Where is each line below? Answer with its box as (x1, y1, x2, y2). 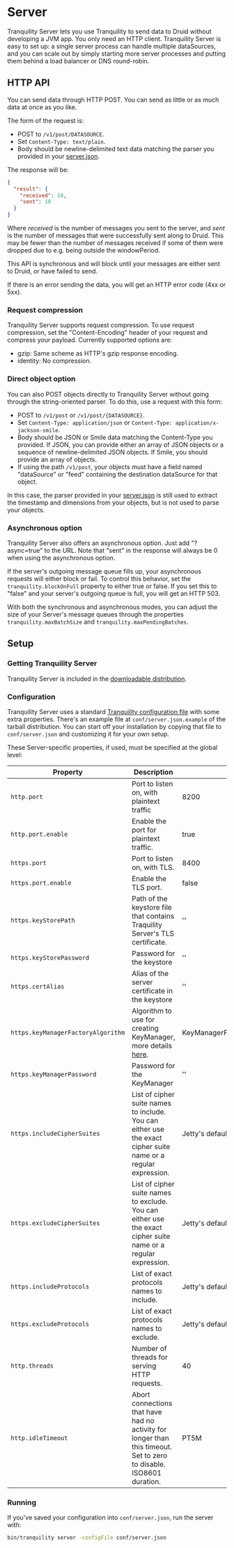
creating (131, 1023, 159, 1033)
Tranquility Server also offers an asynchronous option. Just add (7, 539, 190, 547)
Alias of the (131, 968, 169, 978)
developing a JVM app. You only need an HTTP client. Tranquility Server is (7, 34, 221, 42)
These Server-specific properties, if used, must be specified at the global (7, 743, 218, 752)
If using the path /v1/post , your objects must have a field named (17, 462, 203, 471)
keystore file (131, 902, 172, 912)
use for (131, 1014, 155, 1024)
